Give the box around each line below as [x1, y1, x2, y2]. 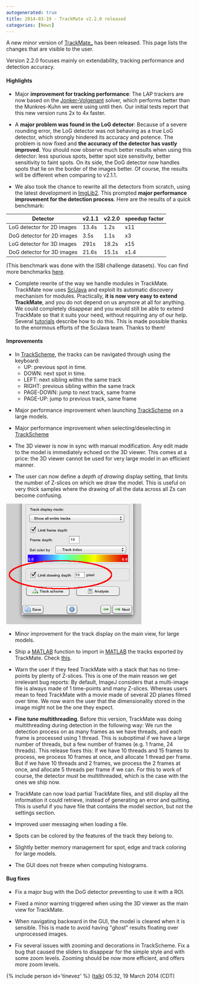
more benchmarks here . [6, 268, 65, 275]
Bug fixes [6, 875, 30, 882]
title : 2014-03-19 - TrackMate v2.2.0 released [6, 15, 127, 22]
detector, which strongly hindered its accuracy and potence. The [14, 133, 173, 140]
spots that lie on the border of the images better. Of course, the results [14, 165, 188, 172]
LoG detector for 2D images [8, 224, 77, 231]
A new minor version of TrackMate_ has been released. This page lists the [6, 39, 187, 46]
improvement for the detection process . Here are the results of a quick [14, 195, 191, 202]
